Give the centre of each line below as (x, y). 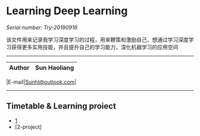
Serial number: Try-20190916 (42, 27)
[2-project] (28, 126)
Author (19, 68)
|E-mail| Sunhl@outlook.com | (41, 82)
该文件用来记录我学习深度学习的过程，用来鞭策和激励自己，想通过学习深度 (97, 39)
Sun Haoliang (55, 68)
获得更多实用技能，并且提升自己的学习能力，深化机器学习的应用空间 (95, 47)
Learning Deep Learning (67, 11)
